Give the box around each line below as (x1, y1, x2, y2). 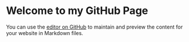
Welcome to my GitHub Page (6, 4, 148, 17)
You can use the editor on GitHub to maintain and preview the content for (6, 23, 183, 30)
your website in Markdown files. (6, 29, 83, 36)
